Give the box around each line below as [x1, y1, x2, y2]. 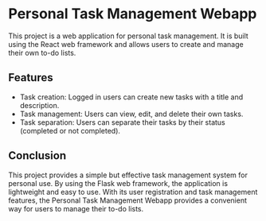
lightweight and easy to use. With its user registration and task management [8, 187, 258, 196]
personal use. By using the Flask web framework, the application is [8, 178, 229, 188]
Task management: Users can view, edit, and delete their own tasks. [19, 109, 244, 118]
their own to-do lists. [8, 48, 76, 57]
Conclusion [8, 149, 67, 163]
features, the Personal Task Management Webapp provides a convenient [8, 196, 247, 205]
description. [19, 100, 60, 110]
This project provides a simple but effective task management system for [8, 170, 248, 180]
